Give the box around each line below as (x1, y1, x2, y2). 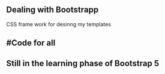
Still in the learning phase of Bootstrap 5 (6, 58, 160, 68)
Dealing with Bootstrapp (6, 5, 99, 15)
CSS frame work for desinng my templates (6, 20, 112, 27)
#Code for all (6, 38, 56, 48)
